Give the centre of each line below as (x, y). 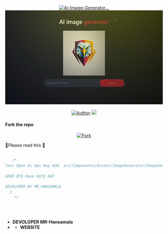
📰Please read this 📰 (25, 145)
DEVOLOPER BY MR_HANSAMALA (33, 187)
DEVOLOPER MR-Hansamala (43, 222)
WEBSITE (30, 227)
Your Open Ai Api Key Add (32, 165)
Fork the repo (19, 124)
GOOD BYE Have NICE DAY (30, 176)
